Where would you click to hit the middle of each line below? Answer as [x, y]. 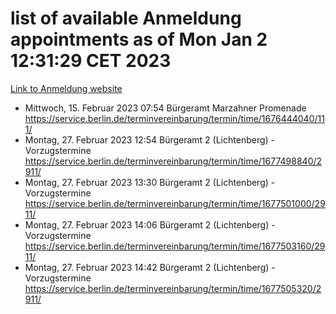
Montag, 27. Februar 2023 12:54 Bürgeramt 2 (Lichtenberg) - [149, 139]
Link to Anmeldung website [66, 88]
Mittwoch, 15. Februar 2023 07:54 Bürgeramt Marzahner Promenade [165, 108]
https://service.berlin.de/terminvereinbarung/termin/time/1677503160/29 [175, 246]
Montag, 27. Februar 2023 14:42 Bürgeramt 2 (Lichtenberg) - [150, 267]
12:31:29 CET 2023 [91, 61]
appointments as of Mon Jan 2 [139, 39]
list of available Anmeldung [126, 18]
